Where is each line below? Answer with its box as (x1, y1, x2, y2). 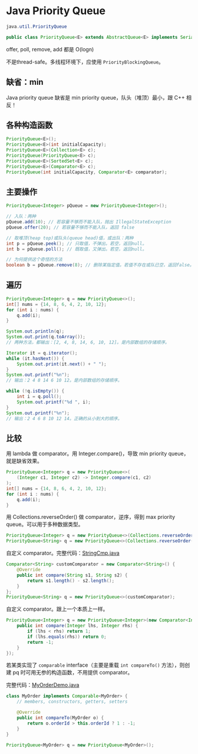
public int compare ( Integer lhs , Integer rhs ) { (16, 623, 138, 629)
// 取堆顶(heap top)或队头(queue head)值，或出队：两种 (6, 235, 134, 241)
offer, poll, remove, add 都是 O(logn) (6, 45, 94, 52)
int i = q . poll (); (16, 394, 62, 400)
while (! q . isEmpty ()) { (6, 388, 65, 394)
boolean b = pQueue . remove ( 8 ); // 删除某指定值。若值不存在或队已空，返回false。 (6, 262, 194, 268)
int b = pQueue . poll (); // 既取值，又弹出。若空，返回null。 (6, 246, 147, 252)
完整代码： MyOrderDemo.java (6, 681, 80, 689)
